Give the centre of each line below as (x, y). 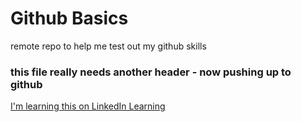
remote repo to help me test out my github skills (108, 46)
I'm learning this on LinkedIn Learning (88, 106)
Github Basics (69, 18)
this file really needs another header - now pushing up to (151, 72)
